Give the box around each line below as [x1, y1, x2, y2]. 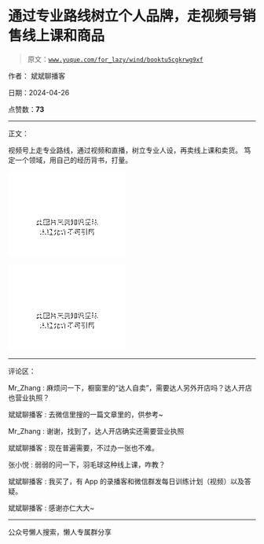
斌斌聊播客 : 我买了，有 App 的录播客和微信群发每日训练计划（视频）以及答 [8, 476, 251, 486]
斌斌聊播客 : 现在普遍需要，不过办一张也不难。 [8, 442, 159, 453]
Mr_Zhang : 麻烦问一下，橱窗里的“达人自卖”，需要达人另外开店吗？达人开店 [8, 383, 253, 392]
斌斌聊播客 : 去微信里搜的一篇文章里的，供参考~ [8, 409, 163, 419]
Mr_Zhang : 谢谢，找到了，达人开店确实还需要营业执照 [8, 426, 185, 435]
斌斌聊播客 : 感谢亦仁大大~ [8, 503, 95, 513]
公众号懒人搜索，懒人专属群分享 [8, 527, 112, 536]
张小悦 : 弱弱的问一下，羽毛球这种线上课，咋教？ [8, 460, 166, 469]
